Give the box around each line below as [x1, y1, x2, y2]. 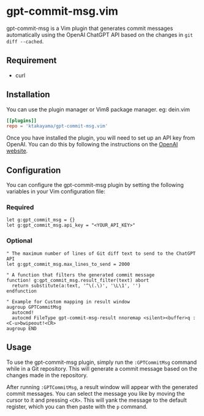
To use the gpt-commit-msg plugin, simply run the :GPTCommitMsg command [6, 358, 197, 366]
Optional [6, 236, 32, 245]
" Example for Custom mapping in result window [6, 298, 130, 304]
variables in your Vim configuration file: [6, 188, 106, 195]
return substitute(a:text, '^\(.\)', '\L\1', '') [12, 282, 141, 289]
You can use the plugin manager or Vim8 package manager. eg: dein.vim [6, 105, 190, 113]
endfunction [6, 288, 37, 294]
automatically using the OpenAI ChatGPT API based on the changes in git [6, 31, 193, 38]
